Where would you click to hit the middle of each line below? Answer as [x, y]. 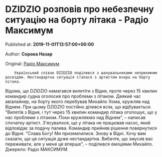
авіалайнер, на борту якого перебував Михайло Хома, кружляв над [78, 101]
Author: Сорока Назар [29, 54]
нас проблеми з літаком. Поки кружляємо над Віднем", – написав [76, 117]
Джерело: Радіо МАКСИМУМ [36, 149]
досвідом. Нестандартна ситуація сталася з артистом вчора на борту [78, 77]
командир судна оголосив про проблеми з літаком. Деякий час [73, 96]
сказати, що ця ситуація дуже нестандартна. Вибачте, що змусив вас [79, 138]
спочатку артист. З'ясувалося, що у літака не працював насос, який [78, 122]
